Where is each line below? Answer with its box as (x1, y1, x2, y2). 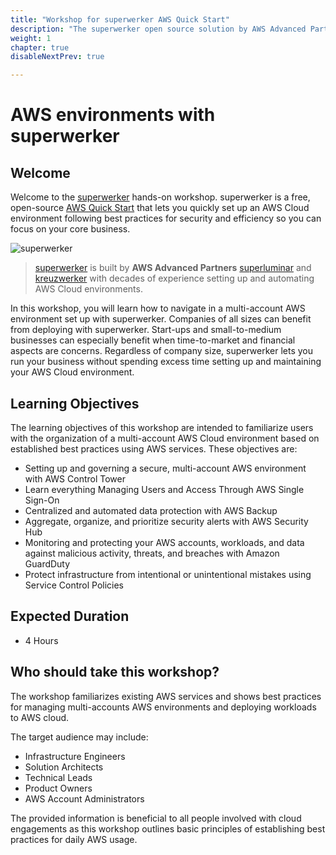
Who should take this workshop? (10, 664, 220, 681)
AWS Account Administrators (24, 792, 145, 805)
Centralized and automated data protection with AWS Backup (24, 504, 278, 516)
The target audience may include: (10, 731, 149, 743)
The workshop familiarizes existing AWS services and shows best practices (10, 690, 322, 702)
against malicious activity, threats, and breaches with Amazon (24, 547, 280, 559)
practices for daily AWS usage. (10, 833, 138, 845)
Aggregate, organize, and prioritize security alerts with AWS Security (24, 515, 309, 527)
